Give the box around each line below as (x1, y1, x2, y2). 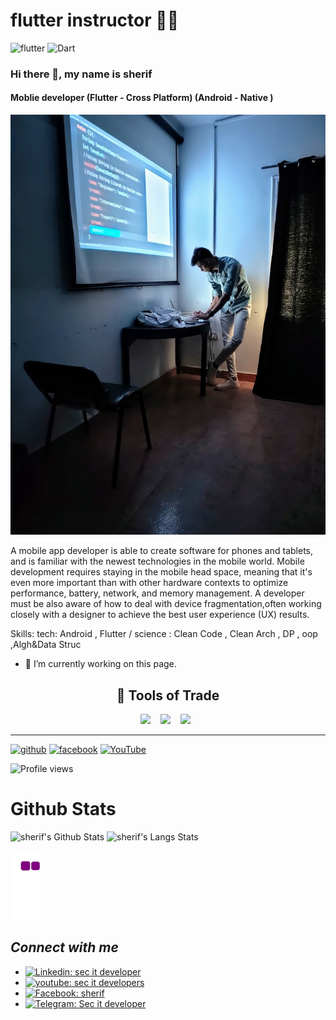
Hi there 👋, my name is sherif (10, 67, 153, 81)
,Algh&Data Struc (10, 639, 82, 651)
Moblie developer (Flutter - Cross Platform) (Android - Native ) (10, 92, 274, 104)
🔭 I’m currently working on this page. (24, 658, 177, 670)
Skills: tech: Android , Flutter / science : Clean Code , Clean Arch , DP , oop (10, 628, 318, 640)
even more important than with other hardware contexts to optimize (10, 577, 289, 589)
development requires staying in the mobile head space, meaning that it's (10, 566, 313, 578)
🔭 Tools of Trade (116, 687, 220, 704)
